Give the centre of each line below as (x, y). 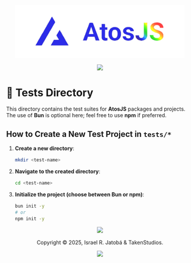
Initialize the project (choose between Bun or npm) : (79, 194)
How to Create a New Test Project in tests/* (89, 134)
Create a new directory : (44, 148)
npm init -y (29, 218)
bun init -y (29, 206)
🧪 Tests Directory (50, 93)
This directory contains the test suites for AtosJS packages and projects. (96, 109)
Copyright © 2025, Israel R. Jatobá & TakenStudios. (100, 242)
